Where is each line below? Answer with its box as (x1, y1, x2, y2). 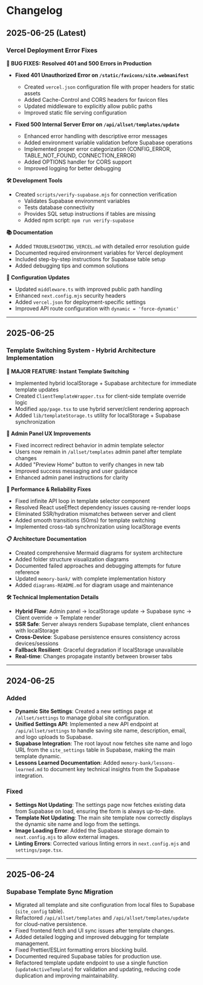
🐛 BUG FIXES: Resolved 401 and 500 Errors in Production (6, 59, 152, 67)
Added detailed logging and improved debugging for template (14, 933, 169, 941)
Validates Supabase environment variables (24, 197, 130, 204)
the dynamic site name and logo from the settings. (14, 820, 141, 827)
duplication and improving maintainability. (14, 972, 119, 980)
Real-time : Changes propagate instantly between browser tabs (14, 652, 173, 659)
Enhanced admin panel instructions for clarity (14, 473, 129, 481)
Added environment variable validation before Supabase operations (24, 139, 193, 146)
